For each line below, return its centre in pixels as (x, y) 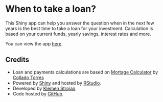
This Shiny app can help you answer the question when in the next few (80, 23)
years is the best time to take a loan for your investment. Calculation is (79, 28)
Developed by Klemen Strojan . (44, 88)
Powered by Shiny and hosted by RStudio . (57, 83)
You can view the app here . (34, 43)
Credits (17, 60)
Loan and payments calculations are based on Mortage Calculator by (85, 72)
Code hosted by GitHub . (38, 94)
